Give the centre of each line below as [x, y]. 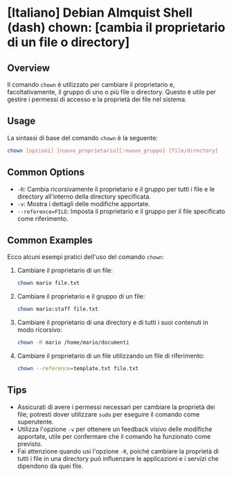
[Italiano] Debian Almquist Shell [100, 13]
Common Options [46, 173]
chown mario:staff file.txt [57, 309]
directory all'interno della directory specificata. [84, 196]
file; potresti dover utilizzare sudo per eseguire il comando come [108, 414]
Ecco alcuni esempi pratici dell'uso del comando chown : [86, 257]
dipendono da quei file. [50, 466]
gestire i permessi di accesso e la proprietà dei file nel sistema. [97, 99]
